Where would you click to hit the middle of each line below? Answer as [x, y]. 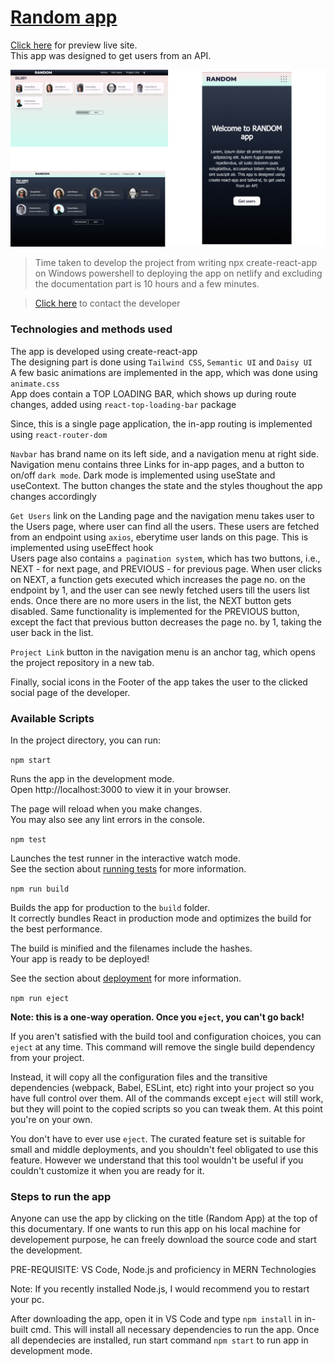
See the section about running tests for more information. [128, 869]
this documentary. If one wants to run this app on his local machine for [156, 1229]
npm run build [40, 889]
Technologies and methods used [91, 329]
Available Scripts [52, 718]
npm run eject [40, 999]
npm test [28, 840]
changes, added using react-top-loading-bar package [123, 404]
